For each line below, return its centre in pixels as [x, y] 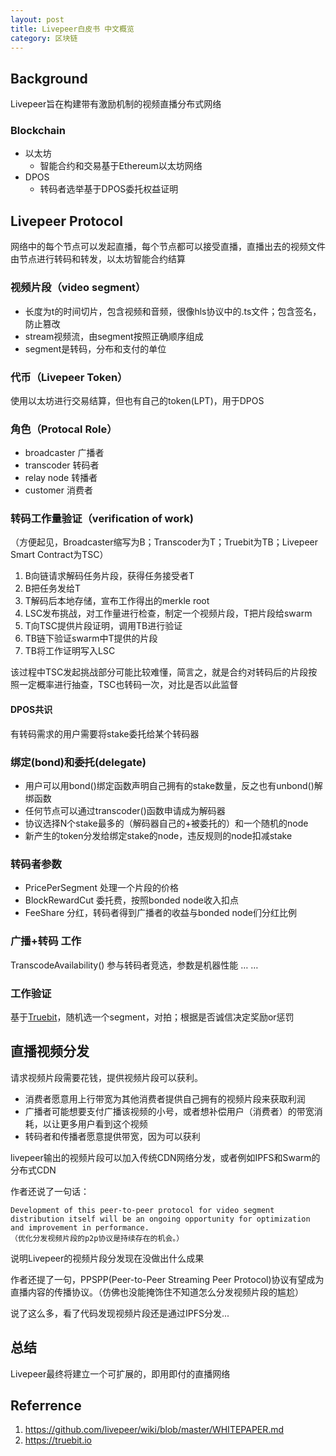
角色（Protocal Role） [64, 429]
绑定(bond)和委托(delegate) [78, 762]
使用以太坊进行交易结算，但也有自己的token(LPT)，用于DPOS [137, 400]
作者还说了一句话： [50, 1191]
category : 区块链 [44, 38]
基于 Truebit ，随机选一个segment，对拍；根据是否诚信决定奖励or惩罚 [152, 1017]
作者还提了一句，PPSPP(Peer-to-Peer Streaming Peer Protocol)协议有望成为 [167, 1279]
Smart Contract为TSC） [59, 555]
